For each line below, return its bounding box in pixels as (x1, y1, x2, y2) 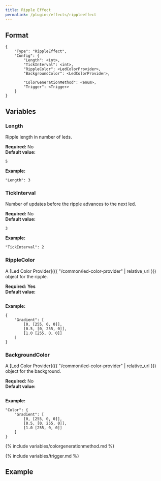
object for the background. (5, 368, 61, 374)
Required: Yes (5, 283, 36, 290)
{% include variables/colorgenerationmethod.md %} (5, 443, 115, 449)
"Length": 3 (5, 178, 30, 183)
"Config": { (14, 53, 40, 58)
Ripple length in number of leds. (5, 134, 72, 140)
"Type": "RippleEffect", (14, 49, 67, 54)
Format (5, 31, 29, 40)
